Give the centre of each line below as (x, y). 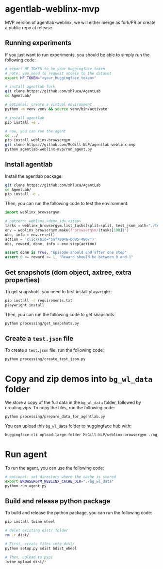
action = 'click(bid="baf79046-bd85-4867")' (51, 239)
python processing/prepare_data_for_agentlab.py (55, 417)
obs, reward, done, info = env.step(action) (51, 244)
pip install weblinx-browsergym (38, 140)
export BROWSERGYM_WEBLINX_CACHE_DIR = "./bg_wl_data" (59, 481)
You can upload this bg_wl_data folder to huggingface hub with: (68, 426)
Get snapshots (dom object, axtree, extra (68, 272)
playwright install (25, 305)
